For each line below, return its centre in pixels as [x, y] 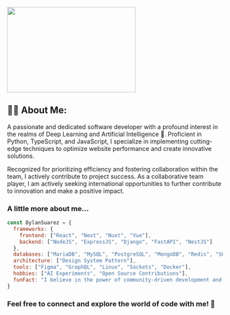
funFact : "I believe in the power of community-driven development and [118, 279]
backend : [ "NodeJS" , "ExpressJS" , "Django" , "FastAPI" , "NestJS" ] [116, 242]
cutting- [201, 141]
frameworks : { [33, 229]
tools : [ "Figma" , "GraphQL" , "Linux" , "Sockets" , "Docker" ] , [102, 267]
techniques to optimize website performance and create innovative [117, 148]
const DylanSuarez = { [39, 223]
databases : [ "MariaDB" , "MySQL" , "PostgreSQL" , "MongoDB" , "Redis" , [113, 255]
